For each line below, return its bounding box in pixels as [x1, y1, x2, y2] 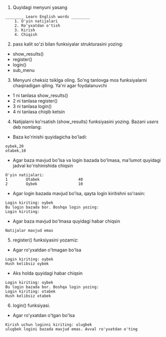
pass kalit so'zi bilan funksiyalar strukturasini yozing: [12, 41, 123, 47]
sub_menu [12, 67, 35, 73]
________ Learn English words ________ [5, 14, 90, 19]
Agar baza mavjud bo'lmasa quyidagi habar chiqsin [12, 218, 121, 224]
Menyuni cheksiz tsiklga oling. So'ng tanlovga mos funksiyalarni [12, 77, 147, 83]
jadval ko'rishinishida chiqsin [12, 163, 73, 168]
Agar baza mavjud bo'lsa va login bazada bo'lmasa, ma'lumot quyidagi [12, 157, 161, 163]
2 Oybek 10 [5, 181, 83, 186]
